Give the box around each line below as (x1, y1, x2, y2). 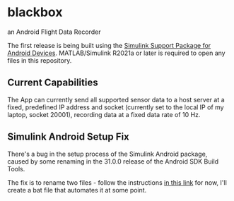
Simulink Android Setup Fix (7, 131, 129, 143)
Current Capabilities (7, 77, 98, 89)
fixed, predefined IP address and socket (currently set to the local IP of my (7, 103, 224, 111)
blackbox (7, 4, 63, 20)
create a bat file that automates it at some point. (7, 185, 147, 194)
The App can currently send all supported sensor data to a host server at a (7, 95, 225, 104)
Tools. (7, 164, 25, 173)
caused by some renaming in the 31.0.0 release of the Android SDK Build (7, 157, 219, 166)
